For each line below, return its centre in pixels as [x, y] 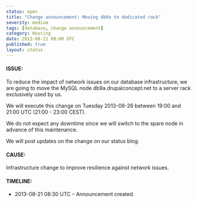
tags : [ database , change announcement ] [55, 28]
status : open [22, 11]
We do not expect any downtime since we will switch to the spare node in [95, 123]
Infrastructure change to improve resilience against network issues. [87, 168]
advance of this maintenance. [42, 130]
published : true [26, 45]
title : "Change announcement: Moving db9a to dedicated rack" [84, 17]
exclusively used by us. [34, 94]
